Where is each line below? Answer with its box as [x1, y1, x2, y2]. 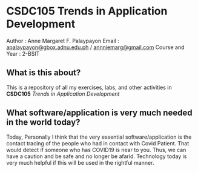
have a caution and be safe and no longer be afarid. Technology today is [6, 153, 187, 160]
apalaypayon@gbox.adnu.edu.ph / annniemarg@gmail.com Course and [6, 44, 185, 51]
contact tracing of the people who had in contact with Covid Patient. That [6, 139, 190, 147]
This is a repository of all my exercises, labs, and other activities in [6, 84, 172, 91]
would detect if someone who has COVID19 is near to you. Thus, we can [6, 146, 186, 153]
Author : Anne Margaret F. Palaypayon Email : [6, 37, 119, 44]
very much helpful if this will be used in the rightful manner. [6, 159, 154, 166]
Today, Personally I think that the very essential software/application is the [6, 133, 192, 141]
